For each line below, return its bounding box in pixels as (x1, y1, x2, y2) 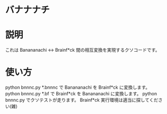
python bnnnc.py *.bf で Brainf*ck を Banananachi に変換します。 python (5, 91, 157, 97)
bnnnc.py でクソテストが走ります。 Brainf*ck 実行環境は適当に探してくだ (5, 97, 158, 103)
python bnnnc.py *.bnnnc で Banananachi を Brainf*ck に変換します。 (5, 84, 150, 91)
